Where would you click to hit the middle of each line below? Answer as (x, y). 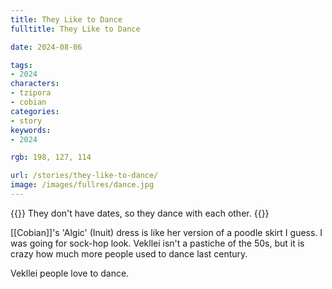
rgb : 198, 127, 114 (51, 157)
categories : (35, 111)
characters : (35, 84)
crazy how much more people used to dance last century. (129, 253)
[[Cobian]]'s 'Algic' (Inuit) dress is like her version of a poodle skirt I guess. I (166, 232)
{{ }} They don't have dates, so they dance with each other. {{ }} (140, 213)
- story (26, 121)
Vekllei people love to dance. (70, 273)
